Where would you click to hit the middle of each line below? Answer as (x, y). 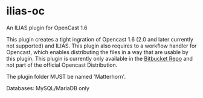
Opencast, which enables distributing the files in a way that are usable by (97, 52)
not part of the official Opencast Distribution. (62, 65)
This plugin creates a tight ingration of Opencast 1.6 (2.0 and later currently (100, 39)
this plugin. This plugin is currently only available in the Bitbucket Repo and (100, 58)
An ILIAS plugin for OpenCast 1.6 (47, 28)
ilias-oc (26, 11)
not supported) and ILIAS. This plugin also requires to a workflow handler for (101, 46)
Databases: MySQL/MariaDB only (48, 88)
